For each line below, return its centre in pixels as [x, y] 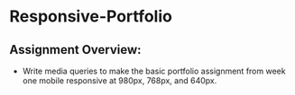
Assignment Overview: [75, 50]
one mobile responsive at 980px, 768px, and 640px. [120, 81]
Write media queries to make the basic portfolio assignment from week [154, 71]
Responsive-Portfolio [91, 17]
